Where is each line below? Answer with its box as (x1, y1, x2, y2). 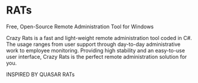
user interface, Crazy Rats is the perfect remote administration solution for (6, 53, 187, 60)
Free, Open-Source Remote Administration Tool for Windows (6, 23, 154, 30)
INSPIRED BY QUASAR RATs (6, 71, 75, 78)
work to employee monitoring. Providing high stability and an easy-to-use (6, 47, 185, 54)
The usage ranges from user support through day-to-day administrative (6, 41, 181, 48)
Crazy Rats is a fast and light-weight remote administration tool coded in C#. (6, 34, 192, 41)
